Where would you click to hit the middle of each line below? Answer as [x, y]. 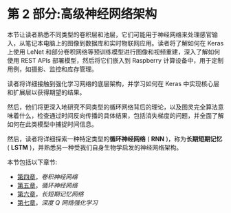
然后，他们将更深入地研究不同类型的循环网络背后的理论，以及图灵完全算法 [112, 107]
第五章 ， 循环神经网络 [47, 185]
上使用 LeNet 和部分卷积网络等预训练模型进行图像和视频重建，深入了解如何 [114, 52]
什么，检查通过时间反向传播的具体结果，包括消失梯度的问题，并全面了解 [121, 115]
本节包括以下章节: [32, 162]
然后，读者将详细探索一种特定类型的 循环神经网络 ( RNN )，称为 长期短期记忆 [115, 139]
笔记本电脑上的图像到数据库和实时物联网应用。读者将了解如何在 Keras [124, 43]
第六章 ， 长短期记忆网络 [50, 194]
